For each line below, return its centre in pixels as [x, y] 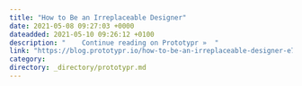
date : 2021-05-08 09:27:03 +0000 [72, 26]
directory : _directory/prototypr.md [78, 68]
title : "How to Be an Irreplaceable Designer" [98, 17]
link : [19, 51]
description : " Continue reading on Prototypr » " [114, 43]
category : [28, 59]
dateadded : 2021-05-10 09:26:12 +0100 [82, 34]
